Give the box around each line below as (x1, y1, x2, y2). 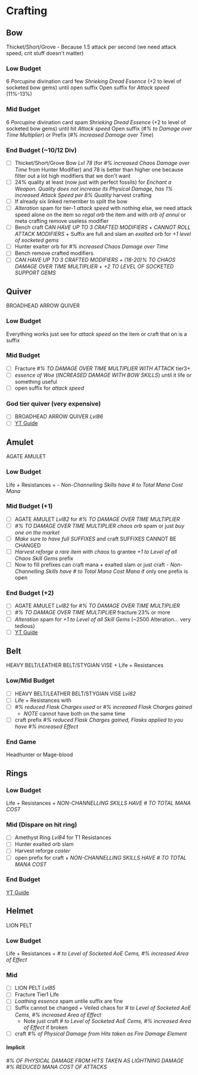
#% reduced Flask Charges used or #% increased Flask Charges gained (14, 703, 192, 710)
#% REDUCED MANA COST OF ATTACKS (6, 1063, 108, 1070)
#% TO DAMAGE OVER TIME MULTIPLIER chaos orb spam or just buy (14, 522, 185, 529)
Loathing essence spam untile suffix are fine (14, 998, 123, 1005)
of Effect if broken (23, 1024, 68, 1031)
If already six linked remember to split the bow (14, 198, 128, 205)
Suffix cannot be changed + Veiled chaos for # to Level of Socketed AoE (14, 1004, 191, 1012)
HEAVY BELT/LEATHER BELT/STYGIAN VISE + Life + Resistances (6, 662, 164, 669)
